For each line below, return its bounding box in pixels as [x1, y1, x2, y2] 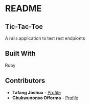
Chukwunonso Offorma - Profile [12, 95, 79, 101]
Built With [5, 49, 36, 58]
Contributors [5, 77, 45, 85]
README [5, 3, 42, 14]
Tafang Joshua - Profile [12, 89, 61, 95]
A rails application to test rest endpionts [5, 35, 86, 41]
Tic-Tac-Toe [5, 22, 43, 31]
